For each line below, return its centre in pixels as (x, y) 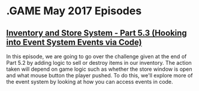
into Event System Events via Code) (74, 42)
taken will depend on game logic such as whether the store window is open (99, 69)
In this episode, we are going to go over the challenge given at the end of (97, 57)
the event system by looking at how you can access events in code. (90, 82)
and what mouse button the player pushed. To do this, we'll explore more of (99, 75)
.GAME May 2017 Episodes (74, 11)
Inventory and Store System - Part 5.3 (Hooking (97, 33)
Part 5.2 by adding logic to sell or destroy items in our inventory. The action (99, 63)
